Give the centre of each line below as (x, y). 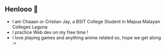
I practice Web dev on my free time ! (50, 32)
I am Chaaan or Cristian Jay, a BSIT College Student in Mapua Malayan (86, 21)
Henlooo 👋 (22, 9)
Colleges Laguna (30, 27)
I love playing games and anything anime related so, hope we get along (86, 37)
